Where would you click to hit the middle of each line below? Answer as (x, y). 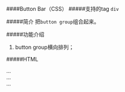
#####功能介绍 (25, 34)
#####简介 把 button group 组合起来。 (53, 22)
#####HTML (22, 59)
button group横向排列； (44, 47)
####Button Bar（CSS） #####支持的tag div (62, 9)
